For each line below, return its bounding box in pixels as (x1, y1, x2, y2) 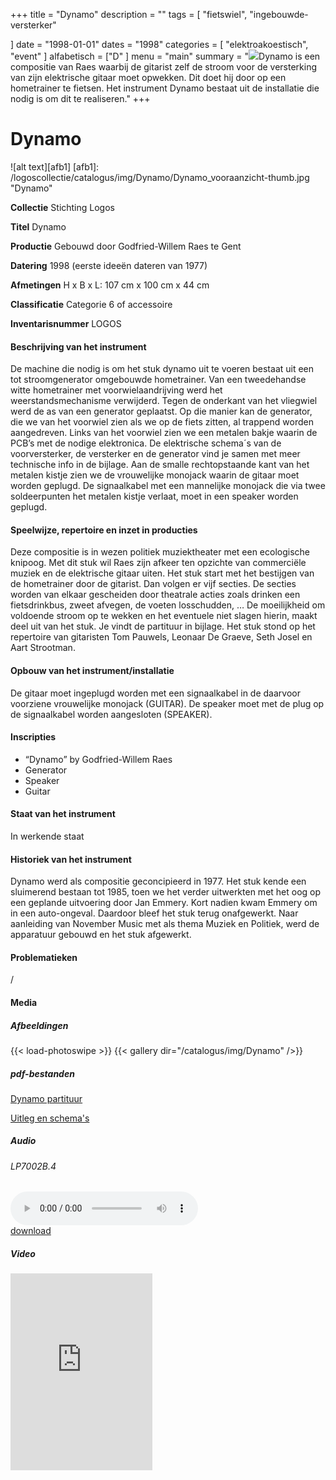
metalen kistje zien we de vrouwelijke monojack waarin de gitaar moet (10, 469, 300, 481)
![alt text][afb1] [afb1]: (10, 160, 100, 173)
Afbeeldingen (10, 1019, 69, 1031)
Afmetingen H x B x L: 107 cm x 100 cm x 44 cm (10, 279, 210, 291)
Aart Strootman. (10, 642, 76, 654)
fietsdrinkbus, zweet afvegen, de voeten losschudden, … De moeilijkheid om (10, 599, 326, 611)
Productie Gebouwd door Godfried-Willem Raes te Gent (10, 240, 242, 252)
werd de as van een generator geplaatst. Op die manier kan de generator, (10, 405, 313, 418)
